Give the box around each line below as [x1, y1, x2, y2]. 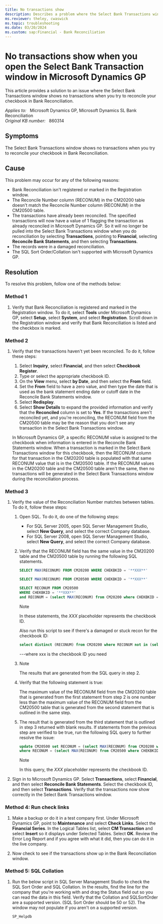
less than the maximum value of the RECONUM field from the [19, 699, 142, 705]
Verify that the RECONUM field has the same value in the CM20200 [19, 548, 154, 554]
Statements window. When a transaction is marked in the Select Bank [12, 445, 151, 451]
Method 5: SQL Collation [5, 867, 64, 874]
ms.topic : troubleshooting [5, 20, 60, 26]
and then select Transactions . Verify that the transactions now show [12, 786, 149, 792]
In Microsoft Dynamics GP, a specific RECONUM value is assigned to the [12, 434, 158, 440]
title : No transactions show [5, 7, 64, 12]
